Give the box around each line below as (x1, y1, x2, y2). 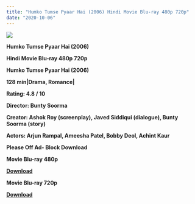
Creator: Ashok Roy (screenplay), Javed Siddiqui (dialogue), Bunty (6, 113, 179, 121)
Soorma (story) (6, 120, 46, 127)
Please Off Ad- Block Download (6, 144, 88, 151)
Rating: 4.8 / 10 (6, 90, 46, 97)
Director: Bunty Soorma (6, 102, 68, 109)
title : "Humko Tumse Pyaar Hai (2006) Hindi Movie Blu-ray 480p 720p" (6, 9, 190, 15)
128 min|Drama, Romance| (6, 78, 75, 85)
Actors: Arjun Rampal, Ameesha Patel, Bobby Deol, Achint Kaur (6, 132, 170, 139)
